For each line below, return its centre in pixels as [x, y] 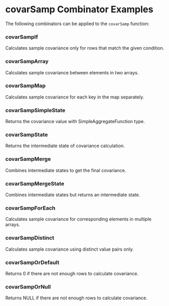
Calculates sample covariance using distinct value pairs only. [70, 249]
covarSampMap [26, 86]
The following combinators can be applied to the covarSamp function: [77, 24]
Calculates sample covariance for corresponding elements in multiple [79, 219]
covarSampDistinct [30, 238]
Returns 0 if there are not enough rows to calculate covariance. [72, 273]
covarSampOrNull [28, 287]
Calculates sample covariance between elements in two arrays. [72, 72]
